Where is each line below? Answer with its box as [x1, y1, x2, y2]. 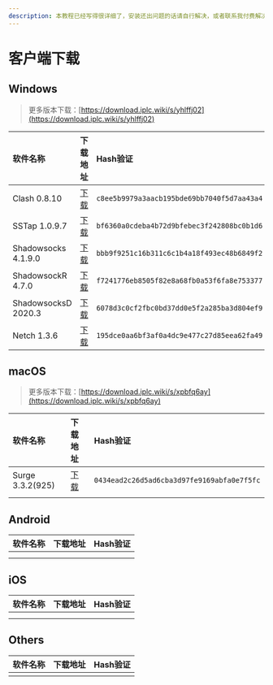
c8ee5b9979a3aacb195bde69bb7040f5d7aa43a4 [96, 193, 263, 203]
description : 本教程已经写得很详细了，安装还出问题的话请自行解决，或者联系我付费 [8, 11, 256, 20]
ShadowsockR [12, 270, 67, 281]
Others [8, 633, 45, 647]
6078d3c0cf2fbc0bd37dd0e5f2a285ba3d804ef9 [96, 303, 263, 313]
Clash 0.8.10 [12, 193, 63, 204]
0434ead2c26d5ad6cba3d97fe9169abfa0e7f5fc [93, 476, 261, 485]
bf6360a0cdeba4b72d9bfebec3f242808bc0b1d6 [96, 221, 263, 230]
